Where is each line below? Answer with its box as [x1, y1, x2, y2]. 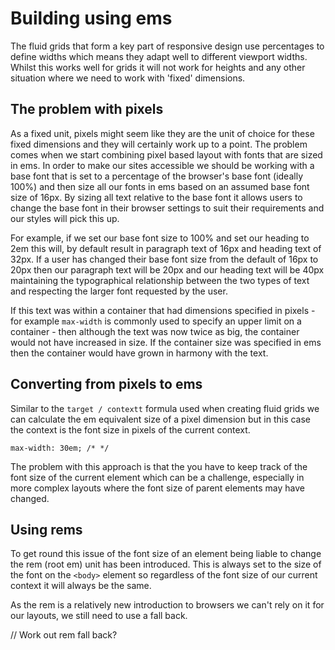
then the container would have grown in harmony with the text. [10, 347, 269, 359]
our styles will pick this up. [10, 212, 120, 224]
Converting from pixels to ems [10, 376, 203, 393]
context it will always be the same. [10, 580, 152, 592]
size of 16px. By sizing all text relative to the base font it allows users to [10, 191, 303, 203]
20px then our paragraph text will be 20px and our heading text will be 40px [10, 263, 325, 276]
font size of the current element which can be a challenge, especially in [10, 471, 305, 483]
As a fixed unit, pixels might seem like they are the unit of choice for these [10, 127, 315, 139]
